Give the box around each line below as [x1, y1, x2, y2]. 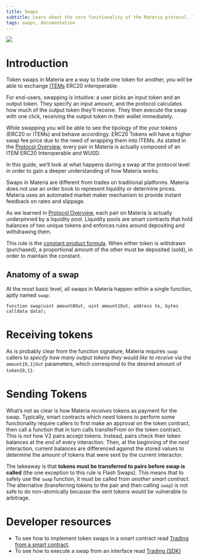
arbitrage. [6, 494, 30, 501]
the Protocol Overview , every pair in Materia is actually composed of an [6, 143, 181, 150]
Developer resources [6, 515, 111, 529]
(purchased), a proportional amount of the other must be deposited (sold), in [6, 246, 193, 253]
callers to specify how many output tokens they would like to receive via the [6, 354, 191, 361]
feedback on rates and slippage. [6, 198, 85, 205]
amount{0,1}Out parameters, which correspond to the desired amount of [6, 360, 182, 368]
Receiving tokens [6, 328, 94, 341]
